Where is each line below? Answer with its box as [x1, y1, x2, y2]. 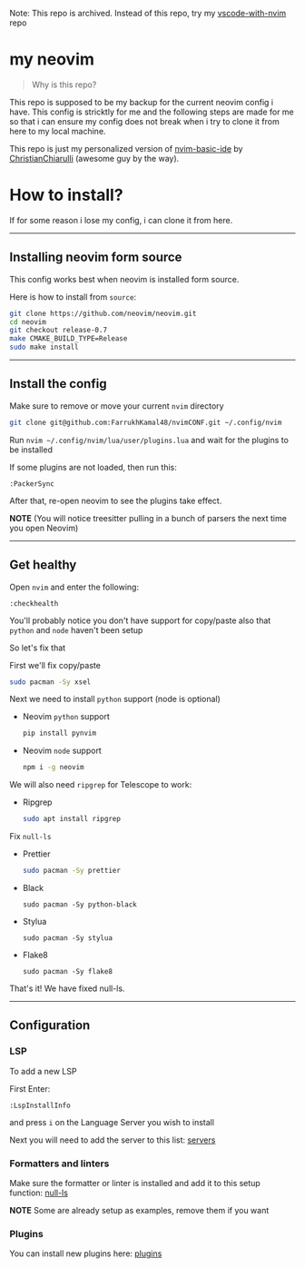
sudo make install [9, 342, 79, 352]
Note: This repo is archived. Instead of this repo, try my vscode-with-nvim [9, 8, 287, 18]
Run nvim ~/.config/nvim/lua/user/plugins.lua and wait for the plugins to [9, 434, 289, 445]
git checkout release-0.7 [9, 326, 107, 335]
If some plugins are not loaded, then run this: [9, 461, 177, 472]
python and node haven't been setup [9, 624, 143, 635]
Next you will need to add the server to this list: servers [9, 1134, 216, 1145]
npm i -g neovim [22, 763, 84, 772]
